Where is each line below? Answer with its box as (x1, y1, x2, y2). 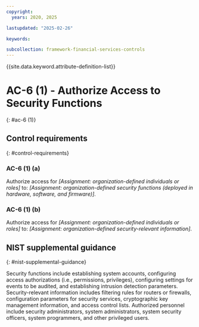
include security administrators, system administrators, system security (6, 308, 182, 315)
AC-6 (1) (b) (6, 205, 41, 214)
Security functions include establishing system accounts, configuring (6, 270, 176, 277)
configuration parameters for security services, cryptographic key (6, 295, 169, 303)
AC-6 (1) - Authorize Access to (6, 84, 161, 97)
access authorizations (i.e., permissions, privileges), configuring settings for (6, 276, 194, 283)
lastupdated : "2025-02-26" (6, 25, 73, 31)
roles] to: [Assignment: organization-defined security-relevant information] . (6, 225, 192, 233)
